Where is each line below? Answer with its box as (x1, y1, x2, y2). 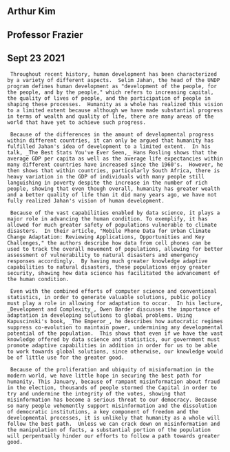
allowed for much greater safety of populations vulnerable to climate (7, 221, 217, 228)
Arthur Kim (7, 6, 56, 17)
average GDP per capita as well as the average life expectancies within (7, 155, 224, 162)
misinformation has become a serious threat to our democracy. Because (7, 396, 217, 403)
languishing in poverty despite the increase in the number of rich (7, 179, 208, 186)
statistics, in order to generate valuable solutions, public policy (7, 294, 211, 300)
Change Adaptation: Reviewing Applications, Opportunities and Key (7, 234, 205, 240)
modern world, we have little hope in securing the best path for (7, 372, 202, 379)
